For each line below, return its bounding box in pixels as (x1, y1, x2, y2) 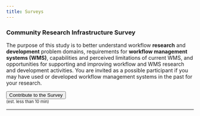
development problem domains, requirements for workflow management (6, 48, 187, 55)
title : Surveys (6, 8, 44, 15)
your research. (6, 79, 42, 86)
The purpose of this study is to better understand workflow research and (6, 41, 186, 49)
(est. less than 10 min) (6, 98, 49, 104)
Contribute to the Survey (9, 92, 63, 98)
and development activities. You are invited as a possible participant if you (6, 66, 189, 74)
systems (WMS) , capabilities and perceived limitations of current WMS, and (6, 54, 193, 61)
